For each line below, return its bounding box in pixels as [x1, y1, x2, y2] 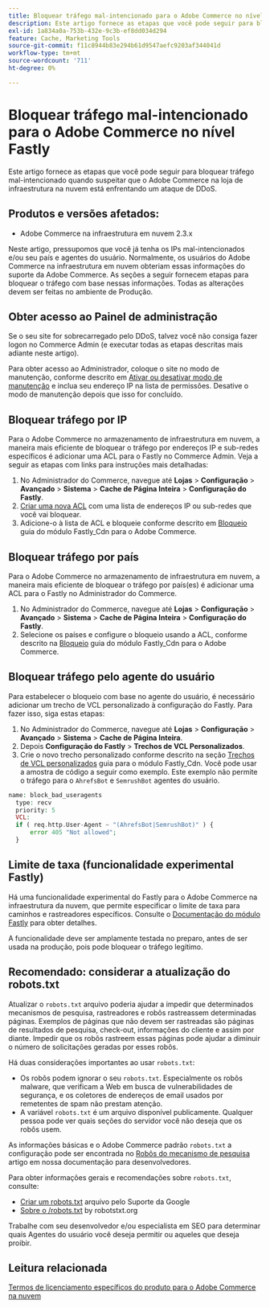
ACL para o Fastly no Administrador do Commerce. [8, 588, 178, 598]
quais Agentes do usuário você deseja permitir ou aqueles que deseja [8, 1229, 239, 1239]
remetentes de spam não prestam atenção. [19, 1099, 163, 1109]
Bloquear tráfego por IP [8, 413, 128, 426]
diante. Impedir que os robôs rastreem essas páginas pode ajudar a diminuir [8, 1033, 261, 1043]
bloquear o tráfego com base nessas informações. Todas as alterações [8, 278, 244, 288]
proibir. [8, 1238, 32, 1248]
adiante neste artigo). [8, 348, 80, 358]
